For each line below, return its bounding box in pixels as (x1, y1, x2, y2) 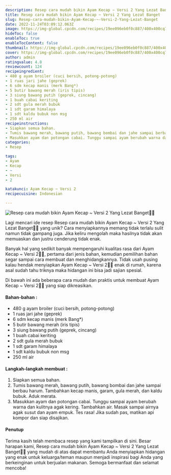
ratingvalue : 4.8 (5, 60, 42, 65)
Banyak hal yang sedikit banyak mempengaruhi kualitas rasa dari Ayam (5, 246, 154, 252)
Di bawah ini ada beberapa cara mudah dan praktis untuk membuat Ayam (5, 277, 159, 283)
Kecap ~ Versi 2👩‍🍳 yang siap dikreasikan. (5, 283, 93, 288)
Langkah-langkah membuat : (5, 366, 68, 372)
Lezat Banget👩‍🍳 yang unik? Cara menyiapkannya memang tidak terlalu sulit (5, 225, 164, 231)
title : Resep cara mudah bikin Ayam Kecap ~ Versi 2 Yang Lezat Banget (5, 12, 160, 17)
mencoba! (5, 465, 26, 471)
